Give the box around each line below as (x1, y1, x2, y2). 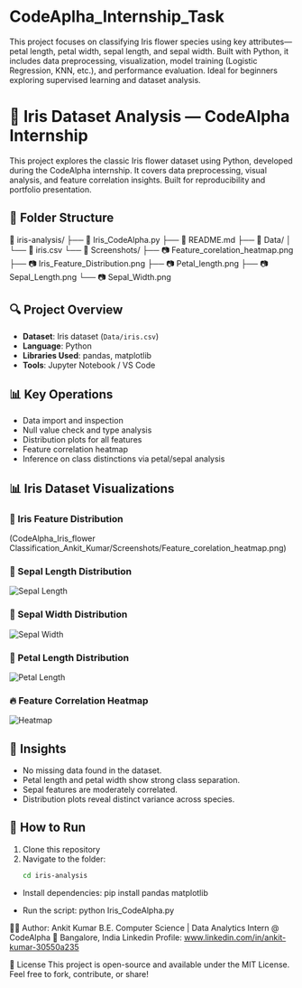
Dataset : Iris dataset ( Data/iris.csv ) (22, 331, 160, 341)
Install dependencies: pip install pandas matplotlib (22, 887, 209, 898)
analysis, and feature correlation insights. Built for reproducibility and (9, 174, 266, 185)
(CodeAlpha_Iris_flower (9, 533, 96, 544)
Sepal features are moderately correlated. (22, 784, 178, 795)
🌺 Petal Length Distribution (9, 651, 130, 664)
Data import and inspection (22, 415, 124, 426)
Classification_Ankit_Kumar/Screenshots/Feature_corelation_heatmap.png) (9, 543, 287, 553)
